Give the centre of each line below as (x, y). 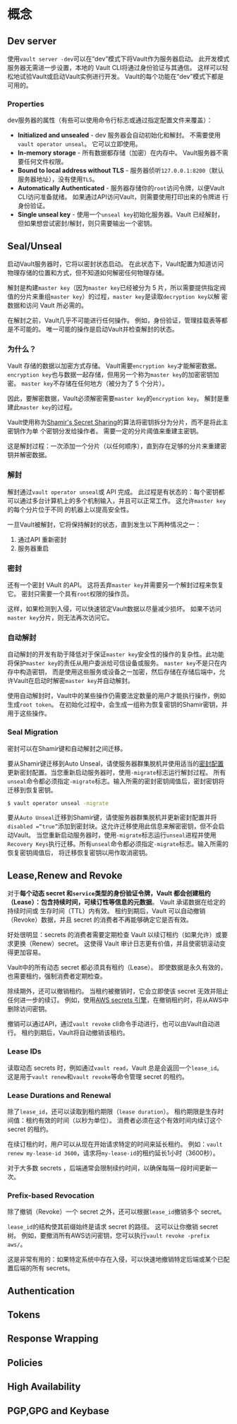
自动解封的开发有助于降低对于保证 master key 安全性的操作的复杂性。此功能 (116, 654)
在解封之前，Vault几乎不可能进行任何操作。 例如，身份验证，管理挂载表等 (115, 320)
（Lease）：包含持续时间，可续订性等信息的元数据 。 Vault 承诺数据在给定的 (116, 902)
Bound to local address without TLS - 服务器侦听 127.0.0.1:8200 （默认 (121, 171)
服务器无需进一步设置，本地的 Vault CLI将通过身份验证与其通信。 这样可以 (115, 67)
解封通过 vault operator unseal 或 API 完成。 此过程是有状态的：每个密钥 (113, 492)
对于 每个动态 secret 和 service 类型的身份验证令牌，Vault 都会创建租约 (109, 893)
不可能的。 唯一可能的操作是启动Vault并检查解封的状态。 (96, 330)
